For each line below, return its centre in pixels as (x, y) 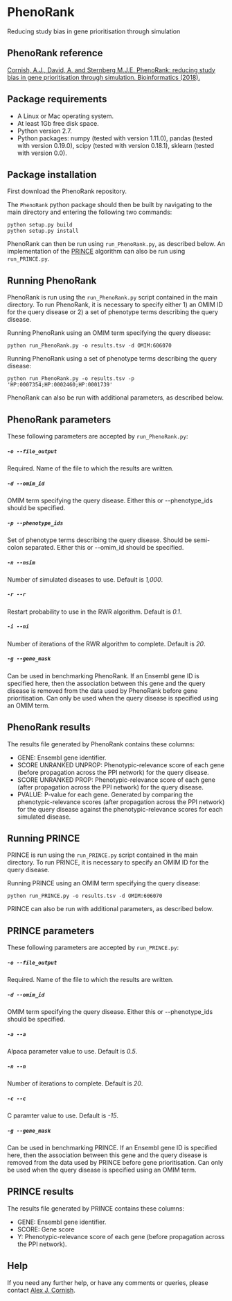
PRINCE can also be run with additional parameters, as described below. (110, 909)
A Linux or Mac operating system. (65, 116)
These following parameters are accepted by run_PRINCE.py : (93, 948)
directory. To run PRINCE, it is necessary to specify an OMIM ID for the (108, 862)
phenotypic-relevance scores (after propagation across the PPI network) (121, 802)
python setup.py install (43, 231)
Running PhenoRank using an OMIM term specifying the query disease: (109, 333)
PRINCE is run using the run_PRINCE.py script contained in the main (103, 855)
